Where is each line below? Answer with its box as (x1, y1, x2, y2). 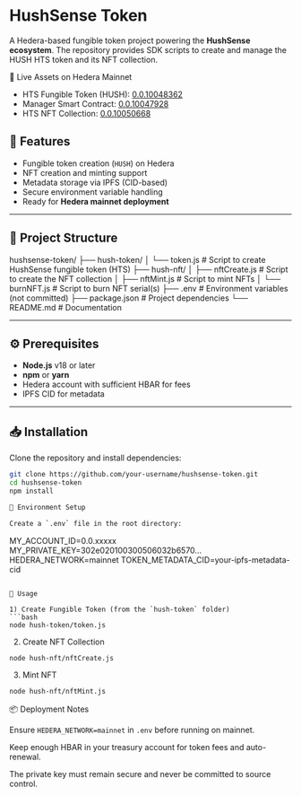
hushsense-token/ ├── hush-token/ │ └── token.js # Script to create (9, 254, 266, 265)
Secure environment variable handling (21, 186, 163, 197)
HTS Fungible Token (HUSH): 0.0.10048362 (21, 89, 184, 100)
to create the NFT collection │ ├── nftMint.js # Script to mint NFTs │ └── (9, 273, 281, 284)
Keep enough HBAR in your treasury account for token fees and (9, 742, 245, 753)
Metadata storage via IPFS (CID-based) (21, 177, 168, 188)
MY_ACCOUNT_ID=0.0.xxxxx (9, 535, 116, 546)
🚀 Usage (9, 589, 39, 598)
